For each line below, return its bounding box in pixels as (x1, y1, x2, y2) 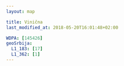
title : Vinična (6, 19, 43, 25)
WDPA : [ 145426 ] (6, 35, 43, 41)
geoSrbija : (6, 40, 33, 47)
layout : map (6, 8, 35, 15)
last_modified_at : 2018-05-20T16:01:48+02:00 (6, 25, 118, 30)
